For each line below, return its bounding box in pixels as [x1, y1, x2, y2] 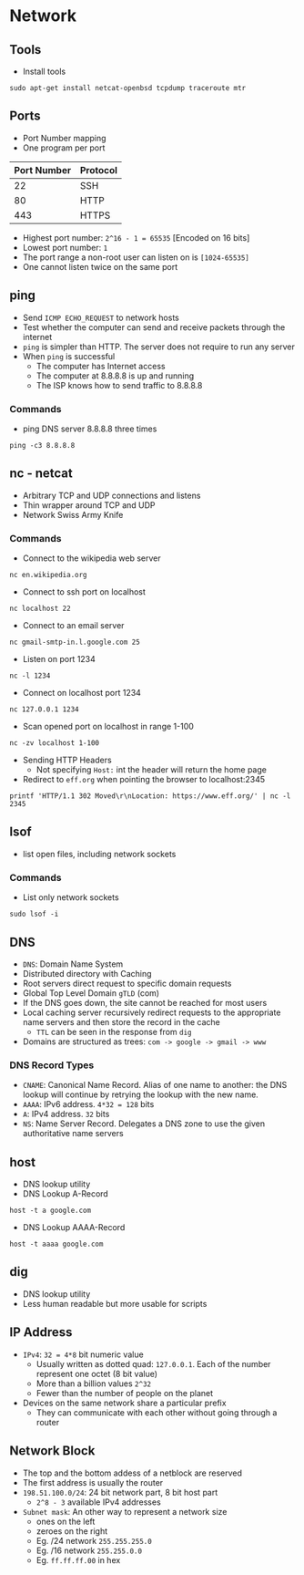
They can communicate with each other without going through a [35, 1406, 278, 1418]
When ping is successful [22, 350, 116, 361]
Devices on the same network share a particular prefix [22, 1397, 227, 1408]
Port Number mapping [22, 132, 106, 143]
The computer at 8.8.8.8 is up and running [35, 370, 194, 381]
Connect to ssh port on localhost [22, 586, 146, 597]
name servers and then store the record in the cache [22, 1016, 221, 1027]
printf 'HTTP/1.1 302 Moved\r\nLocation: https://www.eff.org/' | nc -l [9, 792, 291, 801]
